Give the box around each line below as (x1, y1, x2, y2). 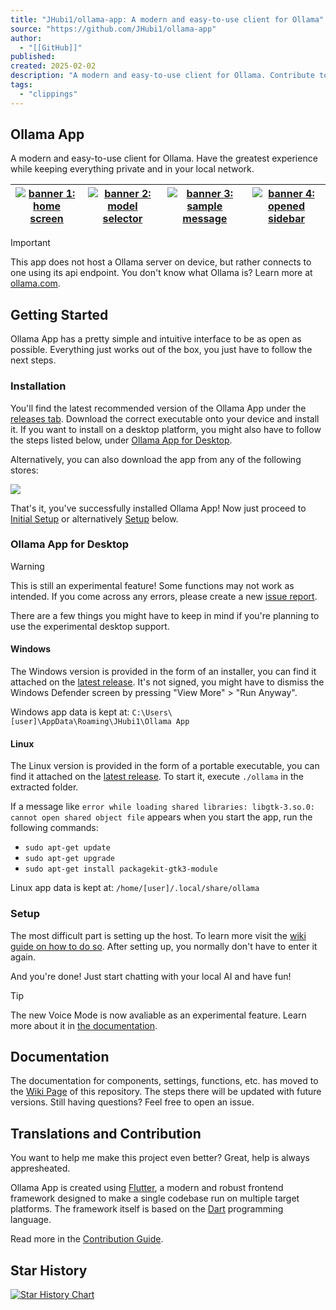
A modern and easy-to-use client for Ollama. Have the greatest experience (10, 152, 318, 165)
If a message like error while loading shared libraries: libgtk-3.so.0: (10, 801, 315, 813)
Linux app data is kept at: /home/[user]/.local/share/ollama (10, 882, 260, 894)
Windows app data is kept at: (10, 706, 130, 718)
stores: (10, 464, 39, 476)
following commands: (10, 822, 99, 834)
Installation (10, 379, 67, 393)
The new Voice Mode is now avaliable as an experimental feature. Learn (10, 1009, 307, 1021)
